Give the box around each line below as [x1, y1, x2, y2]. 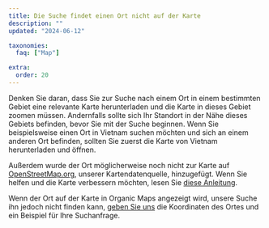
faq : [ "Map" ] [15, 49, 60, 57]
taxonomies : [8, 41, 49, 49]
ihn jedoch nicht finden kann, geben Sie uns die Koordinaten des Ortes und [8, 201, 259, 211]
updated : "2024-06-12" [8, 27, 85, 35]
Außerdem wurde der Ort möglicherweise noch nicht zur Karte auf [8, 160, 230, 170]
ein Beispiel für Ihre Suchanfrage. [8, 210, 120, 220]
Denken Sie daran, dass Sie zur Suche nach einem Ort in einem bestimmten [8, 93, 261, 103]
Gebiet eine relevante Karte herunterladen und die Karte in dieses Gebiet [8, 102, 251, 112]
